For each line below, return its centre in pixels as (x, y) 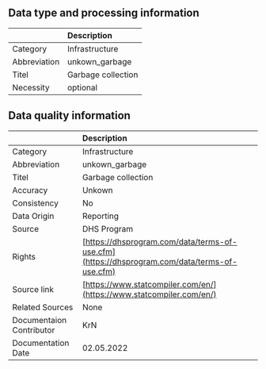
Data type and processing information (104, 13)
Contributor (34, 330)
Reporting (101, 216)
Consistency (36, 203)
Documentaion (40, 320)
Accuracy (30, 190)
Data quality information (69, 115)
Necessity (31, 87)
